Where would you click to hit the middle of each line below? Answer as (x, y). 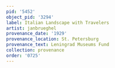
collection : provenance (35, 50)
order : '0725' (24, 56)
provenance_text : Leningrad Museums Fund (58, 45)
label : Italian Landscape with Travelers (58, 22)
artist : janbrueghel (32, 28)
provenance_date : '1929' (37, 34)
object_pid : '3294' (30, 17)
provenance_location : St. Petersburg (52, 39)
